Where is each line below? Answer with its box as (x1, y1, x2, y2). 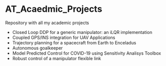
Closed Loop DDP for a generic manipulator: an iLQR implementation (12, 29, 153, 35)
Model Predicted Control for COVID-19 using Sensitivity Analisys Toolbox (12, 50, 161, 56)
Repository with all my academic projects (5, 20, 89, 26)
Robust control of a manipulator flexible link (12, 55, 102, 61)
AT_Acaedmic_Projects (5, 3, 103, 15)
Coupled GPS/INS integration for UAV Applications (12, 34, 115, 40)
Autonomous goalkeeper (12, 45, 63, 51)
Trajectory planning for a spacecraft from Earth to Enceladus (12, 39, 136, 45)
